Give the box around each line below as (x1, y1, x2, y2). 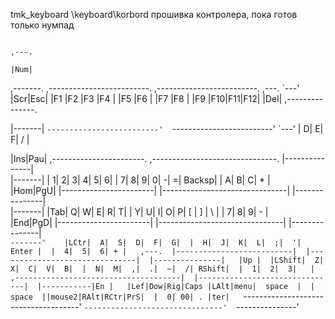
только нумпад (10, 19, 75, 31)
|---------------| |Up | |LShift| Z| (148, 255, 325, 265)
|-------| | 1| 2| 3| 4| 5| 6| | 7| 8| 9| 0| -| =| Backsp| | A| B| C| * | (10, 174, 271, 186)
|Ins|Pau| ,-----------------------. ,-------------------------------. (10, 153, 280, 164)
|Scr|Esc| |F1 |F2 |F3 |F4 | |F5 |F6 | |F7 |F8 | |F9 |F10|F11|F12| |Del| (10, 93, 283, 104)
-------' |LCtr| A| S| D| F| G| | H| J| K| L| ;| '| (10, 238, 302, 248)
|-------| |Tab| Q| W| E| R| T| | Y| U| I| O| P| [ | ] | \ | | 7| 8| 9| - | (10, 206, 269, 218)
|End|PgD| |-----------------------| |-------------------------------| (10, 217, 287, 228)
